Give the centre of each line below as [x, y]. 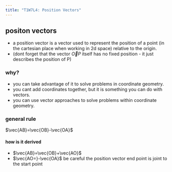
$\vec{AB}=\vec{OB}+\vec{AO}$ [47, 153]
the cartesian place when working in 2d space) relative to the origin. [85, 49]
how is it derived [23, 142]
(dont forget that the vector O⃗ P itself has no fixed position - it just [83, 54]
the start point [27, 164]
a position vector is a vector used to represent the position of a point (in [88, 43]
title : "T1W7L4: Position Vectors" [43, 10]
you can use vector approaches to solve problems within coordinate [85, 100]
